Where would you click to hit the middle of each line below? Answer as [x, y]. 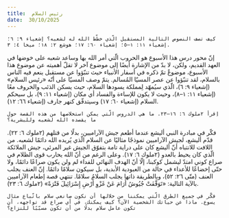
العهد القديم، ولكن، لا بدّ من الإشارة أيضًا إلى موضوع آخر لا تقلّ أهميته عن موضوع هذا [114, 64]
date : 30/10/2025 [33, 20]
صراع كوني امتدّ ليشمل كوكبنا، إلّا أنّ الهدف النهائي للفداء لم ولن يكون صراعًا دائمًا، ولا [115, 161]
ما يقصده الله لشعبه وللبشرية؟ [52, 120]
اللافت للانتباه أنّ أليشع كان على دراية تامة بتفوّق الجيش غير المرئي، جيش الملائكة [110, 147]
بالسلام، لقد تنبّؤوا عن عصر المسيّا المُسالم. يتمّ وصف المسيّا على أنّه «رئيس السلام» [114, 79]
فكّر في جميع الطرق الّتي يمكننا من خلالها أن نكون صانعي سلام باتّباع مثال [111, 196]
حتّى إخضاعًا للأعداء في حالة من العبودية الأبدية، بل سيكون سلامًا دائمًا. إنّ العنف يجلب [115, 169]
